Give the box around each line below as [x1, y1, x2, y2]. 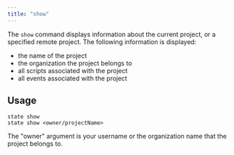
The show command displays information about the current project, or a [7, 30, 216, 38]
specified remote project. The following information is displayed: [7, 37, 197, 46]
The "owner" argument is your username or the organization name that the [7, 132, 227, 141]
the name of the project [17, 51, 87, 60]
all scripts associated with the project [17, 66, 128, 75]
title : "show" [7, 10, 50, 18]
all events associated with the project [17, 74, 128, 82]
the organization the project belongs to [17, 58, 133, 68]
